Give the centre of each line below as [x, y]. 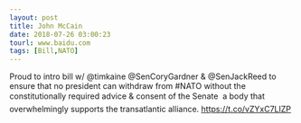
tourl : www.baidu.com [50, 43]
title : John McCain [46, 26]
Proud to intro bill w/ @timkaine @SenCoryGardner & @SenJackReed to [143, 76]
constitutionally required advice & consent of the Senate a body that [137, 96]
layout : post [34, 18]
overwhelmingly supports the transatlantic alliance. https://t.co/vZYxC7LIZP [150, 110]
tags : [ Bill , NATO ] [44, 51]
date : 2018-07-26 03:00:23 [60, 34]
